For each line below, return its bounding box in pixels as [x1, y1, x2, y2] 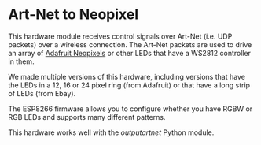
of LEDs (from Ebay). [8, 88, 76, 98]
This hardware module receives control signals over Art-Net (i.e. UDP [8, 32, 233, 41]
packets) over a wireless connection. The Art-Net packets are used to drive [8, 39, 252, 49]
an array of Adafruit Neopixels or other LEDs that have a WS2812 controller [8, 48, 252, 58]
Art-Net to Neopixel [8, 6, 139, 24]
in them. [8, 57, 35, 66]
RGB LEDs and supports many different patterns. [8, 112, 166, 121]
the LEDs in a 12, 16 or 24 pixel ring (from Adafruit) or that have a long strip [8, 80, 250, 90]
